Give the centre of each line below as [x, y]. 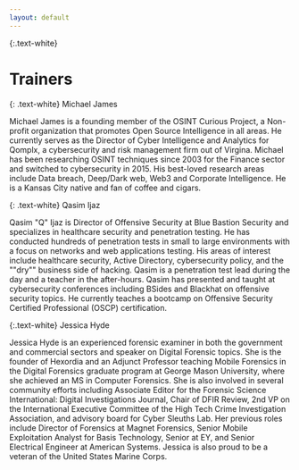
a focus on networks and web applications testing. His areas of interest [140, 250]
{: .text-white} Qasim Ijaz [55, 205]
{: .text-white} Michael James [63, 104]
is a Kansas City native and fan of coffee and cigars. [105, 188]
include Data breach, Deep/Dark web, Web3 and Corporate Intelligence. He [148, 178]
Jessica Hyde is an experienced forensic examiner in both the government [146, 342]
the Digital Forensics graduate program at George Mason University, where [147, 371]
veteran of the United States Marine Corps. [88, 456]
